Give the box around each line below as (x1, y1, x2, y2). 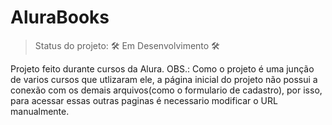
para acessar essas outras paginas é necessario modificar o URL (10, 94, 278, 106)
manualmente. (10, 105, 70, 117)
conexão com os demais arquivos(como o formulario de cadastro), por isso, (10, 84, 323, 96)
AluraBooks (10, 6, 110, 29)
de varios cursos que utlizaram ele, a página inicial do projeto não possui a (10, 73, 318, 85)
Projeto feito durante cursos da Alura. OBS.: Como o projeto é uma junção (10, 62, 315, 75)
